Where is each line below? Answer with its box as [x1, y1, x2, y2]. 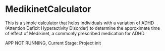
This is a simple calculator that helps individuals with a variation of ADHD [5, 20, 155, 26]
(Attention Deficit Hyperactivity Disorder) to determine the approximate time [5, 25, 160, 31]
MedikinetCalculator [5, 3, 92, 15]
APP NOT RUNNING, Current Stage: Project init [5, 40, 101, 46]
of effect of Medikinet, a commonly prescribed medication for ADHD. [5, 30, 146, 36]
